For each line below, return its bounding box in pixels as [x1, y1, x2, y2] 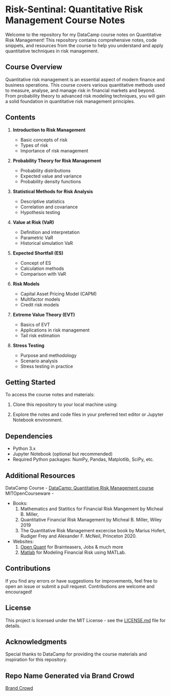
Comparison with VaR [20, 270, 67, 277]
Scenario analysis [20, 358, 58, 364]
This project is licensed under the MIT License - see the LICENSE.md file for [5, 617, 166, 623]
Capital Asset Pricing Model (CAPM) [20, 291, 97, 297]
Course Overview [5, 63, 62, 71]
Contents [5, 113, 36, 122]
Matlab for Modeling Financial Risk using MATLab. [20, 549, 126, 555]
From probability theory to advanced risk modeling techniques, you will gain [5, 92, 165, 99]
